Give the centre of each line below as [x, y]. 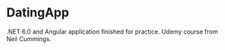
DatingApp [38, 13]
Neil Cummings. [29, 38]
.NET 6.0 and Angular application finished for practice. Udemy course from [112, 32]
